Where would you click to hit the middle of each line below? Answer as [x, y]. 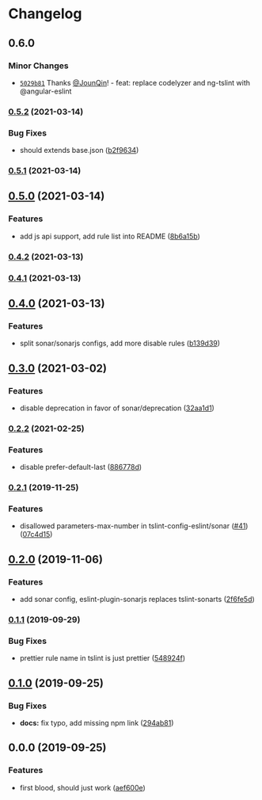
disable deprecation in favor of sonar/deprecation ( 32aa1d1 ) [117, 408]
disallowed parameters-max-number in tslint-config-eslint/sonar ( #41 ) [134, 526]
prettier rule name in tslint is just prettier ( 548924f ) [103, 658]
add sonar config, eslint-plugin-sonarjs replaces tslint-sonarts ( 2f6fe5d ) [137, 600]
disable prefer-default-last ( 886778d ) [81, 467]
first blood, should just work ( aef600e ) [83, 787]
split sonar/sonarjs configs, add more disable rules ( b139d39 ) [120, 343]
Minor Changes [38, 66]
